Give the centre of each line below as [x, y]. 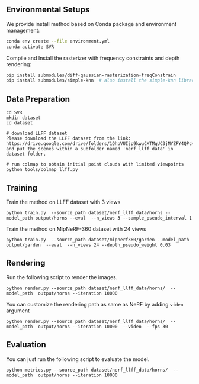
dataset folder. [26, 154]
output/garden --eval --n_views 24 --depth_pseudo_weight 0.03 [88, 245]
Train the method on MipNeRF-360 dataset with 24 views [76, 229]
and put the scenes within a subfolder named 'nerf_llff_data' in [90, 149]
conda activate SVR [30, 47]
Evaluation [26, 345]
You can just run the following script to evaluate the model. [78, 359]
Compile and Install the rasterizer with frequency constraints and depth [93, 58]
